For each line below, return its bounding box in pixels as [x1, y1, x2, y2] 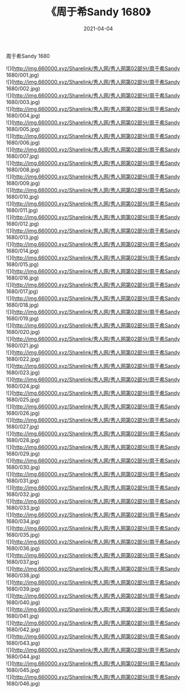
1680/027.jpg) [6, 423, 40, 430]
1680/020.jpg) [6, 328, 40, 335]
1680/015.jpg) [6, 261, 39, 268]
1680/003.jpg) [6, 98, 40, 105]
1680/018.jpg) [6, 301, 39, 308]
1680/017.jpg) [6, 288, 39, 295]
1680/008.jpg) [6, 166, 40, 173]
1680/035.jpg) [6, 531, 40, 538]
